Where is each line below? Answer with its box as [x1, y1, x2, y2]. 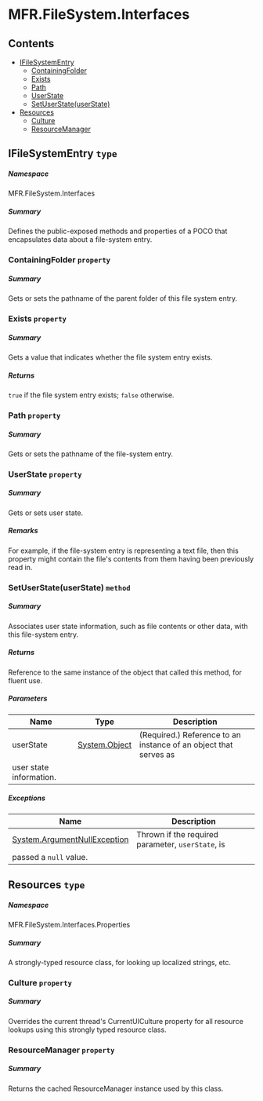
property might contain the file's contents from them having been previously [8, 554, 254, 563]
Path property [8, 410, 61, 421]
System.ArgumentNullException [12, 834, 129, 845]
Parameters [8, 693, 48, 704]
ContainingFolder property [8, 254, 111, 265]
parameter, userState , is [136, 839, 225, 850]
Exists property [8, 313, 67, 324]
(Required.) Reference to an [139, 729, 241, 740]
